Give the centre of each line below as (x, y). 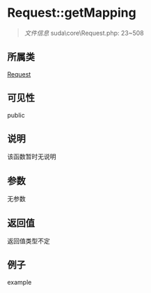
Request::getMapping (72, 13)
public (16, 115)
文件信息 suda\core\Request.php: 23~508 (84, 33)
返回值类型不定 (29, 241)
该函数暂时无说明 (32, 157)
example (19, 282)
